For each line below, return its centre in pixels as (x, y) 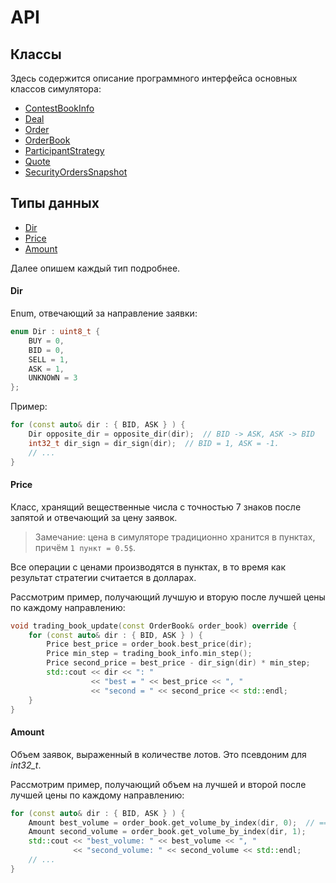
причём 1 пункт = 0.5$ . (85, 547)
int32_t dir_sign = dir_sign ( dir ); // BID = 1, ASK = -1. (154, 443)
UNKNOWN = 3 (53, 378)
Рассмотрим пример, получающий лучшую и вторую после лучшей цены (168, 597)
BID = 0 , (46, 350)
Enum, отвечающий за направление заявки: (104, 313)
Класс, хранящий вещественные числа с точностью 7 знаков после (156, 507)
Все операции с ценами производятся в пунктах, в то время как (148, 567)
